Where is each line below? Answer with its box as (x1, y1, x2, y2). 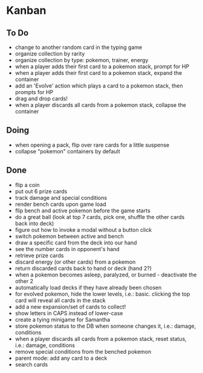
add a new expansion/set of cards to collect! (14, 303, 126, 310)
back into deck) (14, 220, 54, 227)
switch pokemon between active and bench (14, 232, 124, 240)
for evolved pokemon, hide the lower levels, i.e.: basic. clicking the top (14, 290, 190, 298)
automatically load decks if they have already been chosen (14, 284, 162, 291)
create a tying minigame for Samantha (14, 316, 111, 323)
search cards (14, 360, 48, 368)
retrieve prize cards (14, 252, 64, 259)
